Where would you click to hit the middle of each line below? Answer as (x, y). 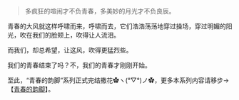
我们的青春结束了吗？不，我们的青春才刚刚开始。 (79, 65)
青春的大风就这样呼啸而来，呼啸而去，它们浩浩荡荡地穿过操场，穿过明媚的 (117, 26)
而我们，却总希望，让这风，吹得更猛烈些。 (70, 50)
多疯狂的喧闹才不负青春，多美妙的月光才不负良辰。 (100, 11)
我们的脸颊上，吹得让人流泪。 (76, 35)
